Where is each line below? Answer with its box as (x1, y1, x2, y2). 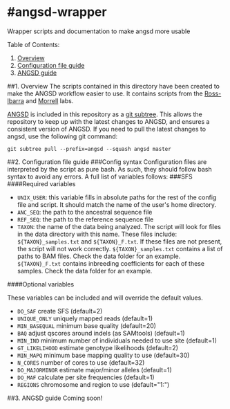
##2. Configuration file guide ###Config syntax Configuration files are (7, 157, 207, 166)
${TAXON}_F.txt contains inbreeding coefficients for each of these (17, 259, 205, 267)
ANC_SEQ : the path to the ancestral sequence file (17, 208, 153, 216)
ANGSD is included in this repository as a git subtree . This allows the (7, 110, 202, 118)
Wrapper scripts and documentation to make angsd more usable (7, 27, 191, 35)
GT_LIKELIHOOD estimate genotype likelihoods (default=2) (17, 343, 178, 352)
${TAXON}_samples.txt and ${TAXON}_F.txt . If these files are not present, (17, 237, 222, 246)
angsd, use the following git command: (7, 132, 118, 140)
